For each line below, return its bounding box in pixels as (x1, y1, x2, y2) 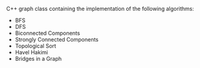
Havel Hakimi (15, 49, 48, 56)
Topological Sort (15, 42, 56, 49)
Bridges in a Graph (15, 55, 62, 62)
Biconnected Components (15, 29, 80, 37)
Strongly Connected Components (15, 36, 98, 43)
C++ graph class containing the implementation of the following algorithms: (6, 5, 195, 12)
